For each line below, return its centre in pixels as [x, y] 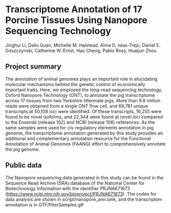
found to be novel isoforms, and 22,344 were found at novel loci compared [84, 117]
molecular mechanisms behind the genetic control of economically [75, 84]
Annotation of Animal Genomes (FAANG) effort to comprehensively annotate [86, 144]
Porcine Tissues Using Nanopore [76, 20]
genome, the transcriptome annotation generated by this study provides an [84, 133]
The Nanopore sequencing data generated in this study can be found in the [84, 177]
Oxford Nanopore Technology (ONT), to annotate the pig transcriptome [80, 95]
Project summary [33, 66]
